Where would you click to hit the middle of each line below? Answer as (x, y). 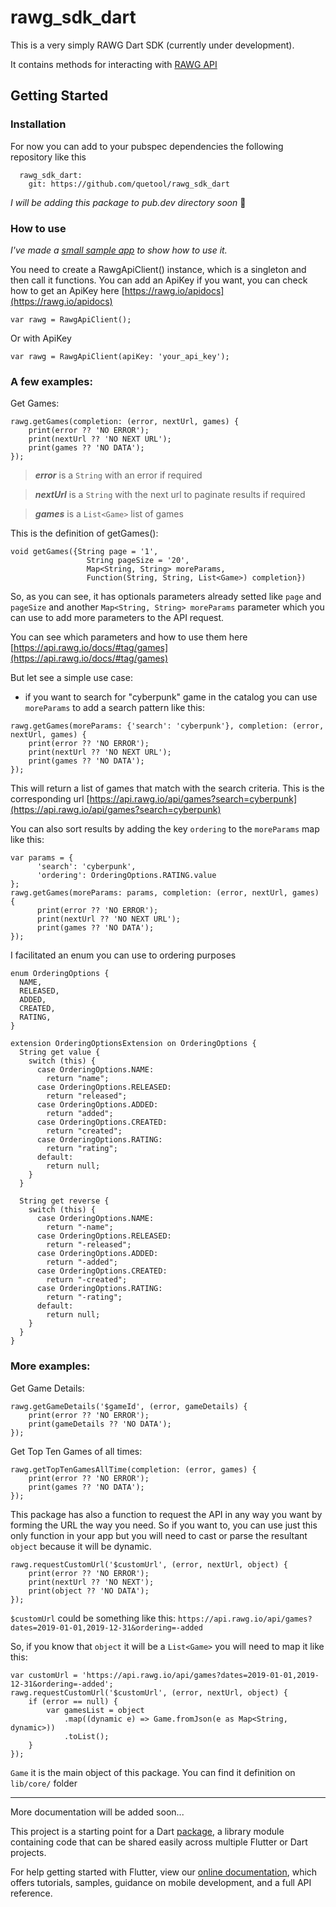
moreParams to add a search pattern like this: (115, 708)
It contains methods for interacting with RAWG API (114, 64)
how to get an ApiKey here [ (67, 290)
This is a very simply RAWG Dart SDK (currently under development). (152, 45)
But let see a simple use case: (71, 678)
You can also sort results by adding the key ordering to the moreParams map (165, 829)
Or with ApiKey (41, 338)
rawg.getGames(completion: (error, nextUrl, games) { (125, 422)
